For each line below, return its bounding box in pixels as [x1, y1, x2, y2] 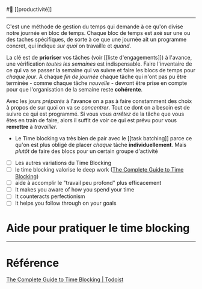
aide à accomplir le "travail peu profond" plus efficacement [14, 179, 162, 187]
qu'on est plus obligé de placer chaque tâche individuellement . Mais [14, 141, 187, 148]
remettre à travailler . [6, 123, 58, 130]
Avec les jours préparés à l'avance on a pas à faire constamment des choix [6, 98, 192, 105]
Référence [6, 256, 59, 270]
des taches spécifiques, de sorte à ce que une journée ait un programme [6, 36, 187, 43]
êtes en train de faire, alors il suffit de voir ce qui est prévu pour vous [6, 117, 177, 123]
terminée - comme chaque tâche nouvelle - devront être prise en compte [6, 79, 188, 87]
